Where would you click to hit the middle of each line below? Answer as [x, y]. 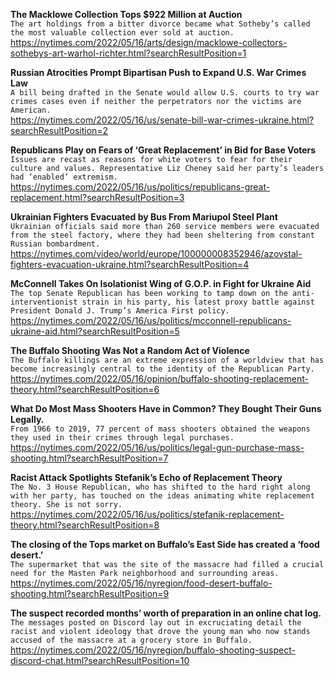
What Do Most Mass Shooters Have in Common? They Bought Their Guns [166, 408]
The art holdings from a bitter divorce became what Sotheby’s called [160, 24]
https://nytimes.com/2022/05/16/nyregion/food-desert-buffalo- [141, 583]
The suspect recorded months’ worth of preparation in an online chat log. [166, 613]
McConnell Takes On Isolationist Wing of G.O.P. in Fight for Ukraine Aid [161, 283]
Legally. [27, 419]
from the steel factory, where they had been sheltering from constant [162, 235]
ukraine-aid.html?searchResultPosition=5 [95, 331]
